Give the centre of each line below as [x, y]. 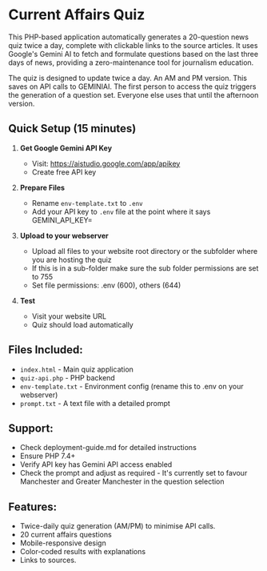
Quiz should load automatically [82, 324]
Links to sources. [48, 560]
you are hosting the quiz [72, 259]
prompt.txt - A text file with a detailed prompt [95, 403]
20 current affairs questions [66, 535]
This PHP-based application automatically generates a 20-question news [129, 37]
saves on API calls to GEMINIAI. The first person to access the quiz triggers [132, 86]
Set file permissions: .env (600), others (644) [106, 285]
